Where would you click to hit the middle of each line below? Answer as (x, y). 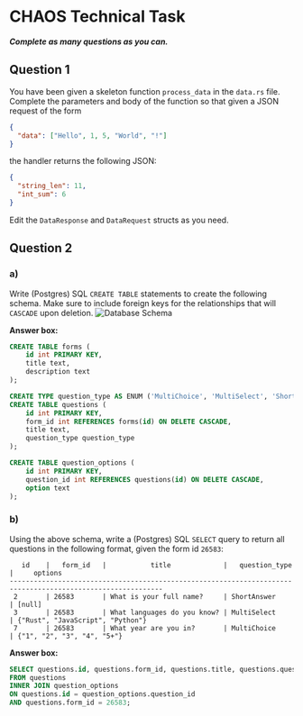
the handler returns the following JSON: (83, 161)
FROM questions (38, 677)
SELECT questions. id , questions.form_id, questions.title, (123, 669)
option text (48, 488)
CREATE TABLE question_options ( (72, 463)
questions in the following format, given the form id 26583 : (116, 548)
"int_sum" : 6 (42, 195)
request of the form (46, 111)
